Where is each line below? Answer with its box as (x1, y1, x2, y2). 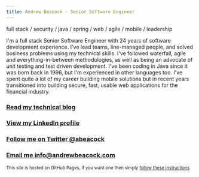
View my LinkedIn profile (6, 119, 79, 127)
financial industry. (6, 88, 50, 95)
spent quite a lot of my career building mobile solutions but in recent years (6, 75, 189, 82)
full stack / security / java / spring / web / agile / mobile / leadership (6, 25, 173, 32)
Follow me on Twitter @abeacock (6, 135, 105, 143)
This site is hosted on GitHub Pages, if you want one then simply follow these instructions (6, 164, 190, 171)
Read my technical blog (6, 103, 76, 111)
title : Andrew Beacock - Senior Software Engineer (6, 8, 135, 15)
